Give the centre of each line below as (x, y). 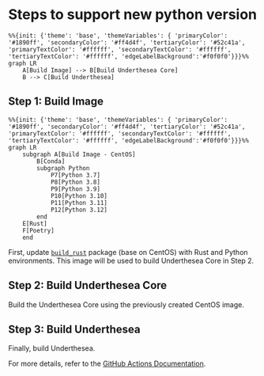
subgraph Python (63, 168)
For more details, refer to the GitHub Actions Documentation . (107, 364)
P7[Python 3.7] (75, 175)
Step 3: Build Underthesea (74, 329)
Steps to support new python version (133, 15)
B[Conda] (51, 161)
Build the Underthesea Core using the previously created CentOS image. (126, 304)
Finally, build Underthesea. (52, 348)
